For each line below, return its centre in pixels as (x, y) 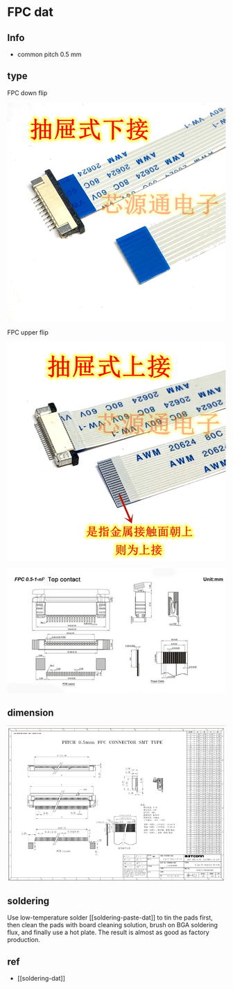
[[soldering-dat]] (41, 979)
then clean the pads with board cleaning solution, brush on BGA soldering (113, 925)
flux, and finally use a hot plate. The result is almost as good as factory (108, 932)
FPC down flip (27, 93)
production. (24, 940)
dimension (31, 712)
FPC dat (31, 12)
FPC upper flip (28, 332)
